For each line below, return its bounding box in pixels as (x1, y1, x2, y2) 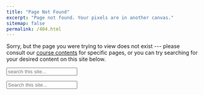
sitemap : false (6, 20, 45, 26)
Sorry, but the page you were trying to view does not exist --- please (6, 43, 180, 50)
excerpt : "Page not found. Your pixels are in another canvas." (6, 15, 174, 21)
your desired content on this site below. (6, 55, 106, 63)
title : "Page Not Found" (6, 9, 70, 15)
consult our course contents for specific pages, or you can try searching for (6, 49, 198, 57)
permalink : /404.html (6, 26, 62, 32)
